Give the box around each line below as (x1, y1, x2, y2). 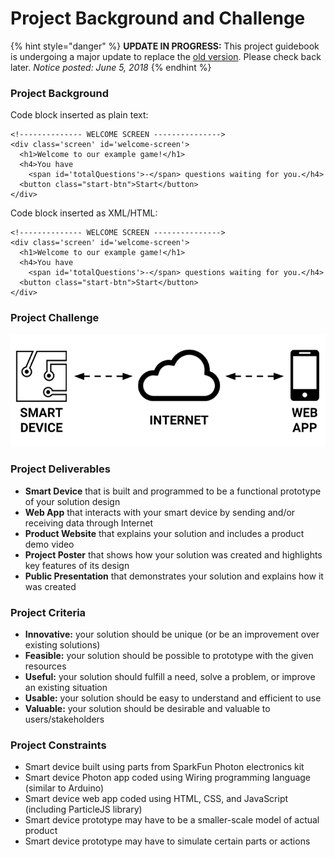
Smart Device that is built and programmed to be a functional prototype (24, 485, 322, 497)
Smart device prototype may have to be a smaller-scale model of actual (24, 814, 320, 826)
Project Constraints (10, 738, 107, 752)
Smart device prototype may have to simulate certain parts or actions (24, 835, 311, 847)
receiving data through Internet (24, 517, 153, 529)
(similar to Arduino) (24, 782, 105, 794)
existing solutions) (24, 639, 101, 651)
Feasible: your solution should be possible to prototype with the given (24, 650, 314, 662)
